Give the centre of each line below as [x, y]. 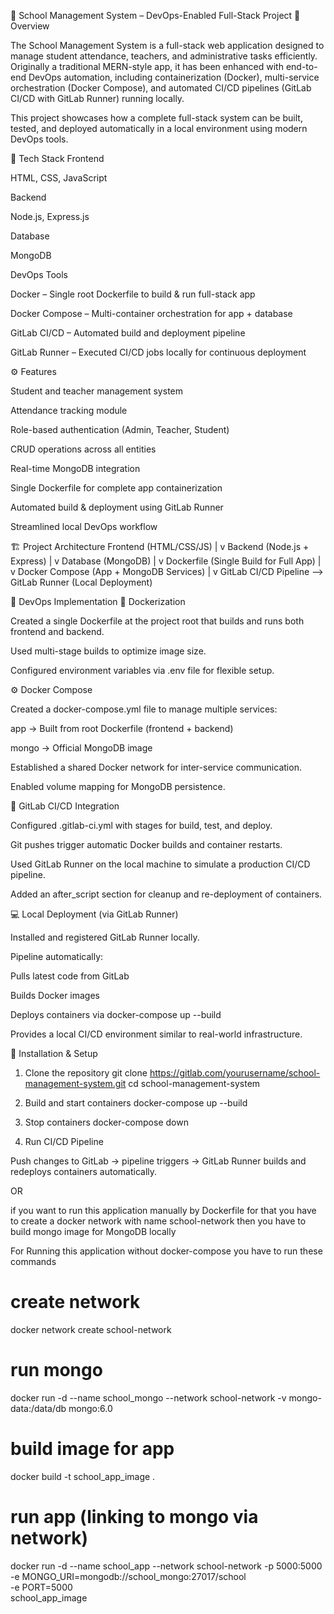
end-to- [301, 66]
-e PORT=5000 [41, 1587]
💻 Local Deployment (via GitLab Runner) [94, 914]
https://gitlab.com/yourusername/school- [235, 1073]
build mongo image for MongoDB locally [93, 1231]
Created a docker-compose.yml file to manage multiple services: [144, 709]
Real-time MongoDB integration [75, 468]
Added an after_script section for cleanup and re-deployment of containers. [166, 894]
